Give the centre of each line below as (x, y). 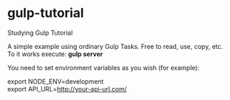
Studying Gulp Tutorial (40, 33)
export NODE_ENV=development (56, 81)
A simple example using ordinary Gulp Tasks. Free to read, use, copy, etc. (115, 46)
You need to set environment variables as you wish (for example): (104, 67)
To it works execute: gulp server (55, 54)
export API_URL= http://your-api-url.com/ (67, 89)
